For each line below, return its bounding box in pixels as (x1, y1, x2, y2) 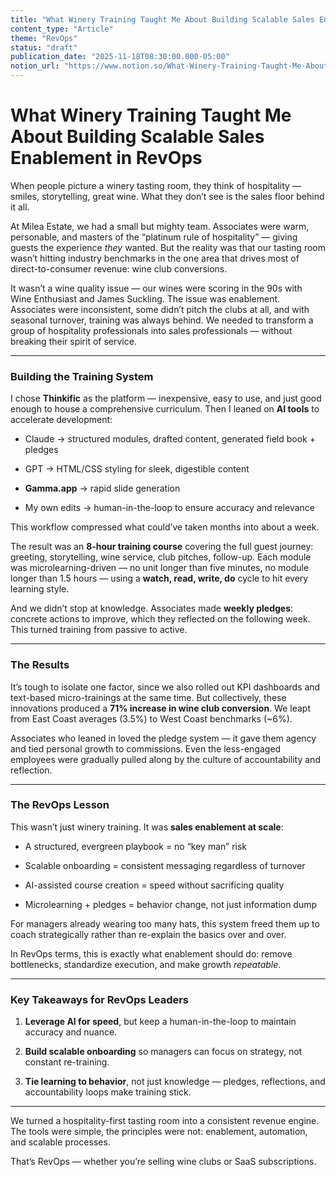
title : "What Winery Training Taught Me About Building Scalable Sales (10, 14, 315, 25)
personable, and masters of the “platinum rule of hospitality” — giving (10, 231, 298, 243)
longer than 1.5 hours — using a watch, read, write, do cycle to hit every (10, 572, 309, 585)
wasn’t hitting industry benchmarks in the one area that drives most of (10, 252, 300, 264)
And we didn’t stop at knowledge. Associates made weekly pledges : (10, 602, 294, 615)
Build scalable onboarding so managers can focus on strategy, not (24, 1046, 303, 1058)
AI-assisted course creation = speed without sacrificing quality (24, 879, 285, 891)
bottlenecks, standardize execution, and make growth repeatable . (10, 958, 282, 970)
